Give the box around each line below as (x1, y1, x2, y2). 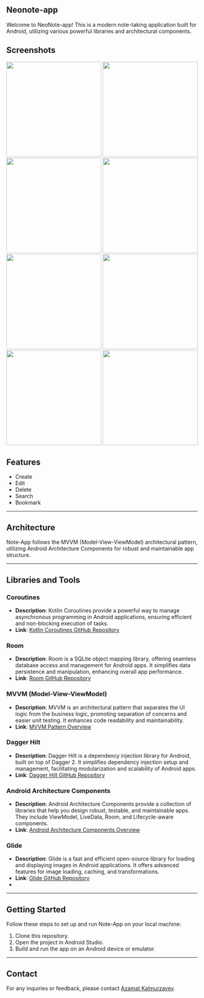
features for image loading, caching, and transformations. (15, 868, 160, 875)
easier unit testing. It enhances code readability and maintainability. (15, 716, 184, 724)
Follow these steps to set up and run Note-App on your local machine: (6, 921, 182, 928)
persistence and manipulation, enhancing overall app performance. (15, 668, 183, 676)
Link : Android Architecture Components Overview (15, 826, 141, 834)
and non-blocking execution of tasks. (15, 620, 109, 627)
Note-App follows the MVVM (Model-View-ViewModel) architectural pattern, (6, 538, 198, 546)
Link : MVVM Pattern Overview (15, 723, 92, 730)
